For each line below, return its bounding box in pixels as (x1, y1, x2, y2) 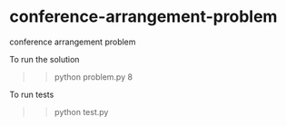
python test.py (54, 106, 109, 117)
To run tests (9, 89, 54, 100)
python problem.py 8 (54, 71, 133, 82)
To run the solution (9, 53, 80, 64)
